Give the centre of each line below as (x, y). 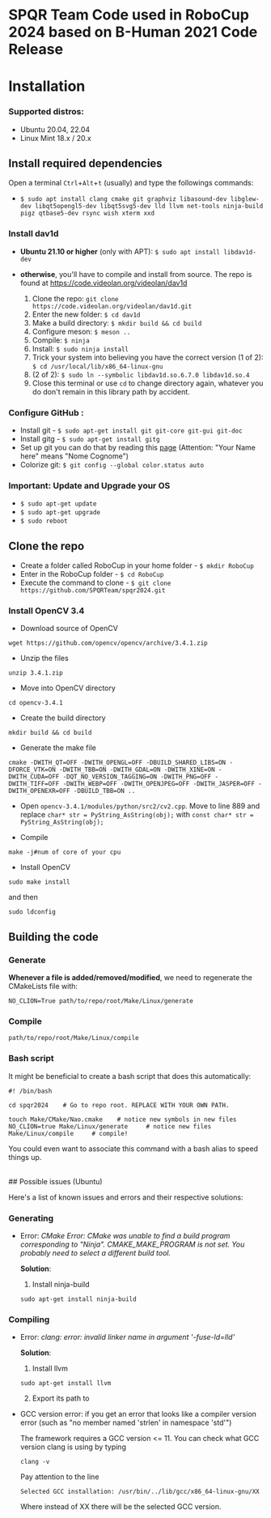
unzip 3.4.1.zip (36, 673)
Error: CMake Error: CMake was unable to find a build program (125, 1236)
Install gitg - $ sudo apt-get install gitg (90, 439)
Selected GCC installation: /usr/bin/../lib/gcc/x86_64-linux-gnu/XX (140, 1492)
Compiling (29, 1320)
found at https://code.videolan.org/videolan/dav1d (104, 283)
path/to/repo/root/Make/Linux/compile (74, 1038)
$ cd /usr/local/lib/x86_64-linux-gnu (97, 366)
